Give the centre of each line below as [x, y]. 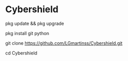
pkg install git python [27, 33]
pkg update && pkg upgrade [35, 23]
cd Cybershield [21, 53]
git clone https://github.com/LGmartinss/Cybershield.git [64, 43]
